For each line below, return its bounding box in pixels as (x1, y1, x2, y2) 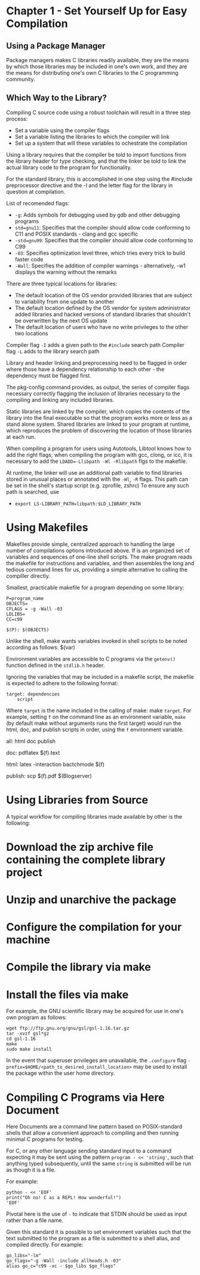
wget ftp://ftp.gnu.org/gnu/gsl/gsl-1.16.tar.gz (6, 1026, 130, 1032)
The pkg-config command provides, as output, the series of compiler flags (6, 383, 190, 391)
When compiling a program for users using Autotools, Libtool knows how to (6, 444, 192, 452)
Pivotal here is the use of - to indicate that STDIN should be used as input (6, 1210, 187, 1218)
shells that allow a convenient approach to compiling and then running (6, 1129, 179, 1137)
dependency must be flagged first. (6, 372, 91, 379)
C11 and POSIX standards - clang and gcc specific (14, 230, 139, 237)
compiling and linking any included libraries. (6, 396, 115, 403)
